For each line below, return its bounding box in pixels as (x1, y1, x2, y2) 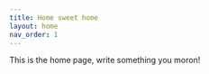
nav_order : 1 (9, 30, 59, 39)
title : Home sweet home (9, 13, 99, 23)
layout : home (9, 22, 59, 31)
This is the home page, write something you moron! (9, 55, 201, 66)
